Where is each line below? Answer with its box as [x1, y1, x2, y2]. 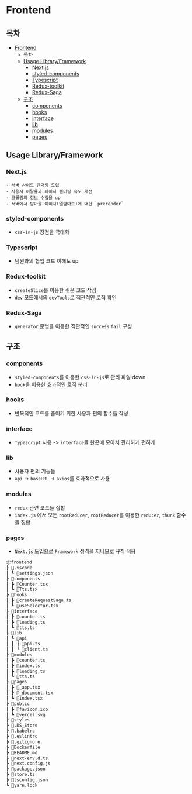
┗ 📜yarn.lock [6, 782, 38, 788]
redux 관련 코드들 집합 [14, 504, 65, 511]
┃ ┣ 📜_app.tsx [6, 685, 41, 690]
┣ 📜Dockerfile [6, 744, 41, 750]
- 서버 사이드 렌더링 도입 [6, 182, 60, 188]
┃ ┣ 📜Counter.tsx [6, 581, 48, 587]
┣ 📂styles [6, 717, 30, 723]
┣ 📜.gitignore [6, 738, 41, 745]
